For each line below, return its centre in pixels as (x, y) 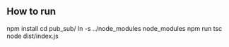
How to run (31, 12)
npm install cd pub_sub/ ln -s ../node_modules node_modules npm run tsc (114, 28)
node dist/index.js (33, 36)
